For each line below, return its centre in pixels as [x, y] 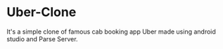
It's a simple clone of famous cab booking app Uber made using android [111, 31]
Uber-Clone [42, 12]
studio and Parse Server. [42, 38]
